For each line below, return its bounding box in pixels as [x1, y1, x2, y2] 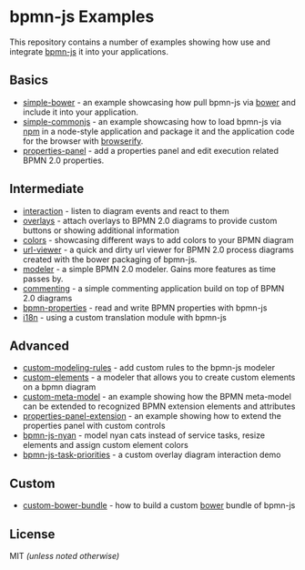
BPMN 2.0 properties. [22, 155, 105, 166]
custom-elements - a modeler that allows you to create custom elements [22, 372, 296, 383]
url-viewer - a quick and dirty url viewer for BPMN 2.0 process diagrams [22, 244, 294, 255]
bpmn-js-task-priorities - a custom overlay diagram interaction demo [22, 449, 281, 461]
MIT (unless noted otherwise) [9, 551, 120, 561]
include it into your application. [22, 107, 139, 117]
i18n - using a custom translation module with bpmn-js [22, 311, 228, 322]
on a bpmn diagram [22, 382, 97, 392]
